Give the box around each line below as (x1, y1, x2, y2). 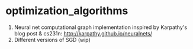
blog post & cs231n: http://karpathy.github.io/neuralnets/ (14, 30, 152, 37)
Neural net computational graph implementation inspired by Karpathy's (14, 24, 188, 31)
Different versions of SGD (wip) (14, 36, 91, 43)
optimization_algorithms (5, 4, 128, 18)
